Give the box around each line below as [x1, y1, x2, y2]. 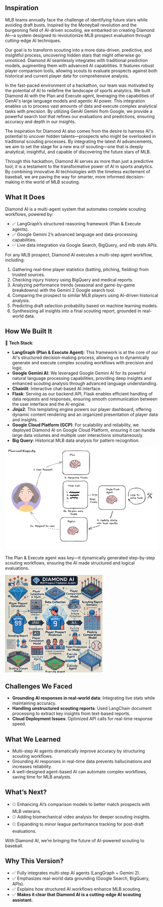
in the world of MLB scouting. [20, 179, 80, 185]
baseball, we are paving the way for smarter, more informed [5, 174, 125, 179]
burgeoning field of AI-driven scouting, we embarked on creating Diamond [5, 27, 155, 33]
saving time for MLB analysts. [12, 774, 72, 780]
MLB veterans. [12, 808, 41, 814]
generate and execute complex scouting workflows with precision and [12, 360, 153, 366]
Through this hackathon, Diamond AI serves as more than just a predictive [5, 158, 154, 164]
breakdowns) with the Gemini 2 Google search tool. [12, 287, 115, 293]
